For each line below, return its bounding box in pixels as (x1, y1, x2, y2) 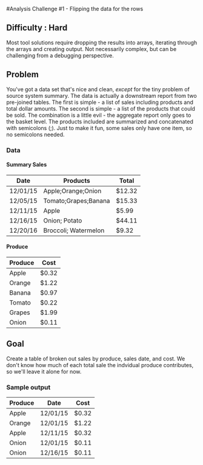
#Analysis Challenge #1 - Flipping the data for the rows (6, 5, 144, 12)
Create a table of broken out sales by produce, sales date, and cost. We (6, 355, 185, 362)
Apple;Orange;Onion (43, 187, 102, 195)
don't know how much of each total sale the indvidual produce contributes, (6, 361, 194, 368)
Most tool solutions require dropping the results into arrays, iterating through (6, 39, 198, 46)
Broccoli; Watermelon (43, 226, 105, 235)
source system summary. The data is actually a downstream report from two (6, 92, 197, 99)
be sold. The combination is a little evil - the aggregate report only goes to (6, 111, 191, 119)
